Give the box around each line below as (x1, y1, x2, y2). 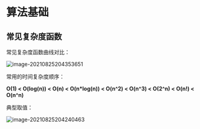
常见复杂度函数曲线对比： (6, 49, 70, 55)
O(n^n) (6, 92, 24, 98)
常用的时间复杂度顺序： (6, 73, 65, 80)
